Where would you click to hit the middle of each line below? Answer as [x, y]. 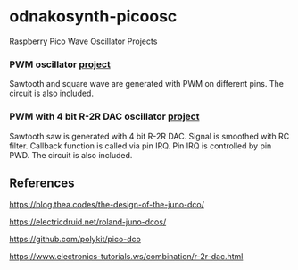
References [42, 183]
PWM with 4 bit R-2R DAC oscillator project [104, 116]
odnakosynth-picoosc [93, 17]
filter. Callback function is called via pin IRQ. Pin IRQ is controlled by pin [141, 146]
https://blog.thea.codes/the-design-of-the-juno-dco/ [107, 205]
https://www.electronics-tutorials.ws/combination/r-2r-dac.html [126, 257]
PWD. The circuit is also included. [71, 155]
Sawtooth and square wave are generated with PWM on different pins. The [146, 84]
